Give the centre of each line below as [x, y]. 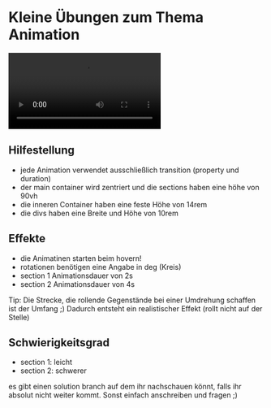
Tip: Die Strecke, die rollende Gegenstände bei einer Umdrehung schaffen [132, 300]
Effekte [27, 239]
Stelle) [19, 317]
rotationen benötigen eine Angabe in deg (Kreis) [101, 267]
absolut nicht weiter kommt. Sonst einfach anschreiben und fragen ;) [123, 395]
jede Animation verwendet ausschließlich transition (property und [129, 170]
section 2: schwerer [53, 371]
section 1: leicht [46, 362]
